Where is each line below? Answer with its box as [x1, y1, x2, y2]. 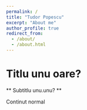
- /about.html [11, 42, 46, 48]
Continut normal [6, 98, 45, 105]
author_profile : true [6, 25, 59, 31]
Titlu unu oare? [6, 67, 81, 80]
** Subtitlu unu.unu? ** [6, 86, 62, 93]
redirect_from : [6, 31, 43, 37]
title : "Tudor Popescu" [6, 14, 65, 20]
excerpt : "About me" [6, 20, 57, 25]
